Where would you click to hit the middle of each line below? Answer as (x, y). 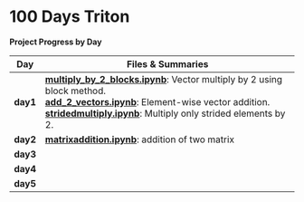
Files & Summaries (167, 63)
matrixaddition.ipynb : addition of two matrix (140, 139)
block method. (76, 91)
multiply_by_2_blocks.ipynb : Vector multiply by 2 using (164, 79)
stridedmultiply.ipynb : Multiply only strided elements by (165, 113)
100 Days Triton (70, 17)
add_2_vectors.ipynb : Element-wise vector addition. (157, 101)
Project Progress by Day (56, 42)
